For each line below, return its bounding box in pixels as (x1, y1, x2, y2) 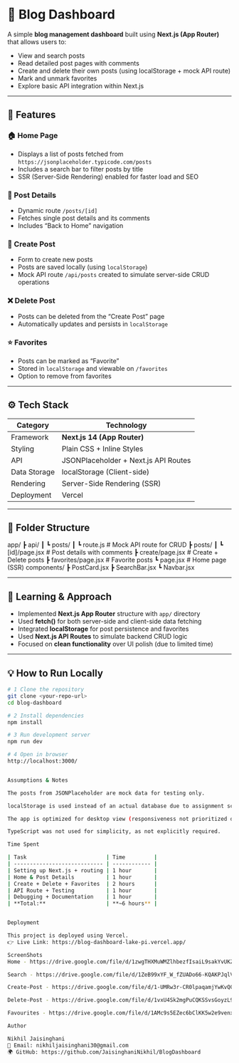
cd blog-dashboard (7, 699, 62, 706)
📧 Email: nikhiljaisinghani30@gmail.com (7, 1042, 129, 1049)
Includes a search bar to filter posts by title (17, 164, 144, 173)
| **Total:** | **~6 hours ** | (7, 900, 158, 907)
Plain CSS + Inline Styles (61, 444, 144, 454)
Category (16, 420, 50, 430)
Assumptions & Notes (7, 776, 69, 784)
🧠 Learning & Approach (7, 590, 112, 602)
